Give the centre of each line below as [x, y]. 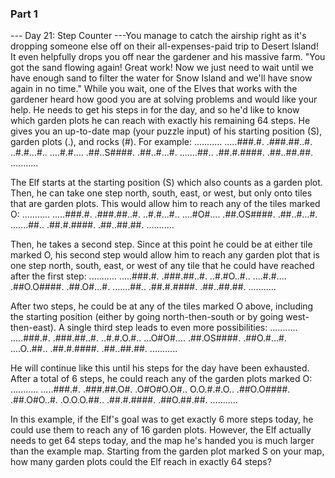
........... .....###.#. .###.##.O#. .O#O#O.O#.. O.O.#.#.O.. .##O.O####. [150, 389]
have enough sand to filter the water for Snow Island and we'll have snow [161, 78]
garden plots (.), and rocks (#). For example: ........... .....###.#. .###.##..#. [161, 142]
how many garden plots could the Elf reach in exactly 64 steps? [141, 462]
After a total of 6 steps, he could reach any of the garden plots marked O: [161, 379]
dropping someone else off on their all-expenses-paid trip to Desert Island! [164, 46]
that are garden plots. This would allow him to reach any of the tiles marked [165, 204]
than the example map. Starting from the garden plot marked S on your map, [167, 451]
